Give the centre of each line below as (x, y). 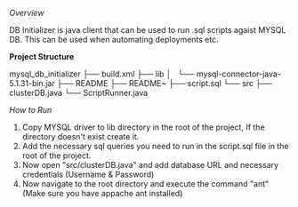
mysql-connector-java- (239, 74)
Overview (27, 13)
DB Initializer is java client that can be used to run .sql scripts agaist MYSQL (148, 30)
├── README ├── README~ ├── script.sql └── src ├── (165, 83)
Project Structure (42, 56)
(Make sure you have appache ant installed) (102, 193)
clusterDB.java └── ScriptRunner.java (79, 93)
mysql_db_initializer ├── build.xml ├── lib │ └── (102, 74)
